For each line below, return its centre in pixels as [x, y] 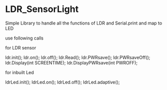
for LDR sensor [21, 47]
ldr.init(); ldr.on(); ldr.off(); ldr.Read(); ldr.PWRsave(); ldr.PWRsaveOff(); [78, 57]
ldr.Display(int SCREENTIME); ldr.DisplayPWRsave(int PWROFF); [71, 62]
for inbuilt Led [20, 72]
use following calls [24, 38]
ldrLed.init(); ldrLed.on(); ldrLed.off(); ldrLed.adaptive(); [63, 82]
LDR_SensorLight [42, 9]
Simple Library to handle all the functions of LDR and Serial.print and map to [84, 23]
